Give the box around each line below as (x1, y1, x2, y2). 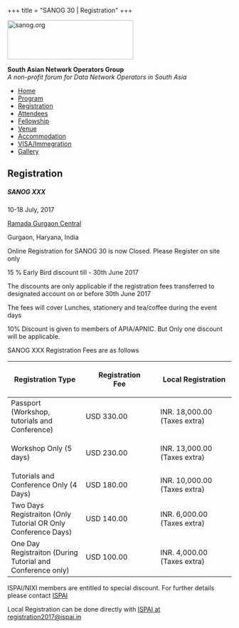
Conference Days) (11, 527, 73, 537)
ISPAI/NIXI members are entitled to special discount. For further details (7, 584, 215, 592)
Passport (11, 398, 41, 408)
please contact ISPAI (7, 591, 68, 600)
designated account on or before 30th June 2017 (7, 290, 152, 298)
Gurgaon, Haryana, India (7, 233, 80, 241)
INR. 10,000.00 (160, 476, 213, 486)
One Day (11, 539, 41, 549)
